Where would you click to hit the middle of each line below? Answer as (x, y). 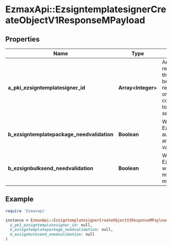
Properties (23, 39)
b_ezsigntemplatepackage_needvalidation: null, (62, 230)
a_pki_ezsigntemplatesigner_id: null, (51, 225)
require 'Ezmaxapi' (26, 211)
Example (19, 199)
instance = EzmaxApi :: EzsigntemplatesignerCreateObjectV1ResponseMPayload (87, 220)
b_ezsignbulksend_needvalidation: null (52, 234)
